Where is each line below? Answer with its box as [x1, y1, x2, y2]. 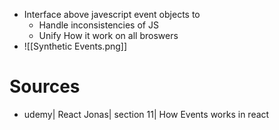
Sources [9, 75, 81, 98]
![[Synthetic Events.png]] [23, 40, 128, 52]
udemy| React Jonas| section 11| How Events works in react [23, 108, 270, 120]
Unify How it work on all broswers [38, 30, 179, 41]
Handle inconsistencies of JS [38, 19, 159, 31]
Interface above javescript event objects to [23, 9, 201, 20]
